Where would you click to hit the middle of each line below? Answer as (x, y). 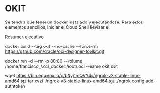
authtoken (15, 86)
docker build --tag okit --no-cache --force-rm (52, 46)
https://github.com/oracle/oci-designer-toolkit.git (55, 51)
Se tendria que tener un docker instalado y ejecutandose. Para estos (74, 22)
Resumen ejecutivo (24, 37)
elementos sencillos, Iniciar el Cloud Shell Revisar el (57, 27)
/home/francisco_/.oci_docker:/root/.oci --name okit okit (62, 66)
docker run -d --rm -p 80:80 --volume (44, 61)
